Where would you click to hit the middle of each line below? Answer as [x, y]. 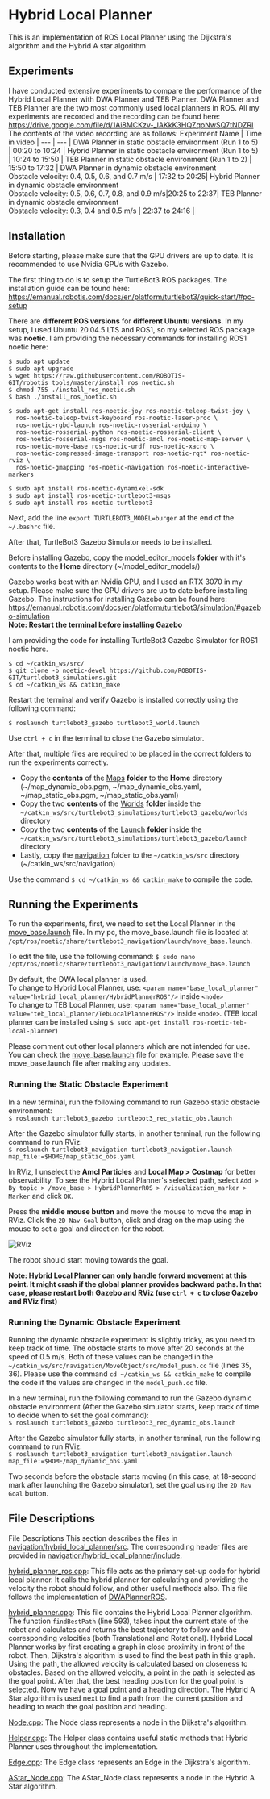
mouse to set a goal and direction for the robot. [87, 1229]
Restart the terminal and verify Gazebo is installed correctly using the [123, 699]
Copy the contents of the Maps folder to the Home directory [121, 778]
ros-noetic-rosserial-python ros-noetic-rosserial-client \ [118, 432]
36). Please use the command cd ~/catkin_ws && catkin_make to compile [130, 1374]
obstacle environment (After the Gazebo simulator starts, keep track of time [134, 1406]
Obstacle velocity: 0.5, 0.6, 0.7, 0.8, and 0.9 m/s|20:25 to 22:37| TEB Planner [135, 193]
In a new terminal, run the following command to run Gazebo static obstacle [134, 1102]
